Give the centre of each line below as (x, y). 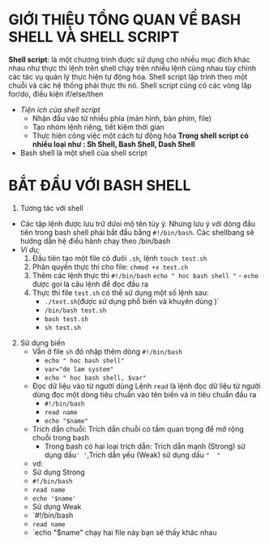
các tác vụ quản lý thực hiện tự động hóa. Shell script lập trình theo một (128, 76)
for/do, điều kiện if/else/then (56, 94)
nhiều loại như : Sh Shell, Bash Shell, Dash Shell (114, 144)
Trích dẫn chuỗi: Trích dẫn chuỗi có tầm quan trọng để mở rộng (138, 429)
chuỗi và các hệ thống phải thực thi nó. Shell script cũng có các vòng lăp (130, 85)
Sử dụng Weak (57, 506)
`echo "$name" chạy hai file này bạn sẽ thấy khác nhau (124, 532)
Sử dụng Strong (58, 472)
